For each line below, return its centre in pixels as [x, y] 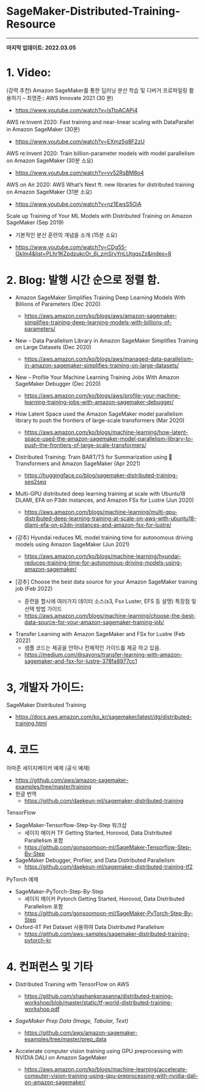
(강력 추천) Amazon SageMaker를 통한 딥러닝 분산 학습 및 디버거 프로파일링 [97, 90]
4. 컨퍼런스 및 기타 [50, 967]
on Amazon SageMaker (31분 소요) [49, 192]
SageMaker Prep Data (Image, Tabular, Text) [72, 1021]
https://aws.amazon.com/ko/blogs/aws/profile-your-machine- [103, 396]
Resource [31, 24]
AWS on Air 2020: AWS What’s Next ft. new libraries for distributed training [100, 184]
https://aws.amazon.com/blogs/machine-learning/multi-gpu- [101, 512]
